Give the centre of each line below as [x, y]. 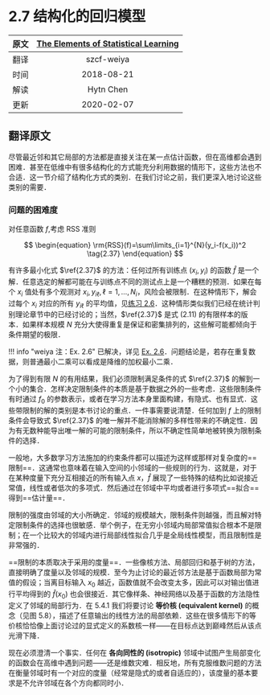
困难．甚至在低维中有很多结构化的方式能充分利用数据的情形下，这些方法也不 [135, 167]
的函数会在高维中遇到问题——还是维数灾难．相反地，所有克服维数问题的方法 [135, 662]
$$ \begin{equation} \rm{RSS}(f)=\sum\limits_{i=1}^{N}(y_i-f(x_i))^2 [135, 245]
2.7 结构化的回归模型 [77, 16]
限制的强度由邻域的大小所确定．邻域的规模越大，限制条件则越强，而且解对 [131, 515]
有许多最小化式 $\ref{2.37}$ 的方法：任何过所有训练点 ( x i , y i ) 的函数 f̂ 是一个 [134, 271]
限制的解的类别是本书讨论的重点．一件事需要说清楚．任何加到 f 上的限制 [142, 410]
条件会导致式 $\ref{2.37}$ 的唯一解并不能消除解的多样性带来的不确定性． [129, 421]
